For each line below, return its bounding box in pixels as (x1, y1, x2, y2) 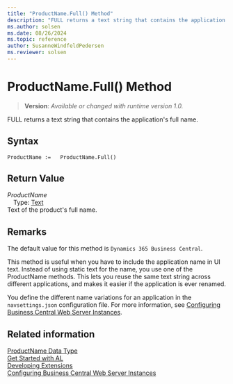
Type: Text (13, 199, 44, 207)
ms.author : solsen (7, 23, 61, 30)
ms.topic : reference (7, 36, 67, 43)
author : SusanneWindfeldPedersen (7, 42, 104, 49)
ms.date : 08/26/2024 (7, 29, 67, 37)
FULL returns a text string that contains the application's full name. (7, 115, 198, 124)
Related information (7, 328, 95, 340)
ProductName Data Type (7, 347, 78, 355)
